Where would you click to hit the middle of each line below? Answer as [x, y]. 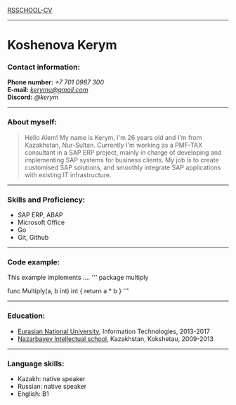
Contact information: [44, 67]
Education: [26, 316]
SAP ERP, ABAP [40, 215]
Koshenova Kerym [62, 45]
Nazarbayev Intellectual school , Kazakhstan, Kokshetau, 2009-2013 [116, 339]
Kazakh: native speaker [51, 378]
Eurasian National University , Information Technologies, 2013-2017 [114, 331]
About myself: [32, 122]
